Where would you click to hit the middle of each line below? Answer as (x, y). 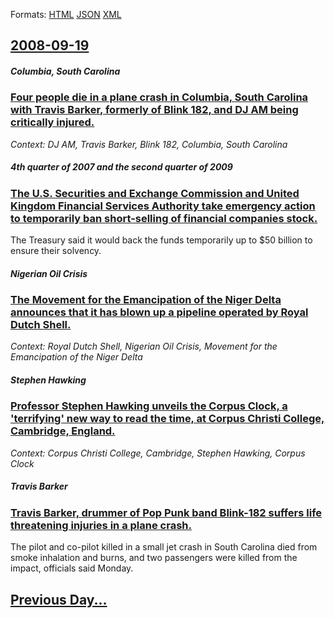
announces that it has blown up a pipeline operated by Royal (159, 312)
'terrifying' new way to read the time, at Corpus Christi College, (167, 419)
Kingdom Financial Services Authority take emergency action (163, 206)
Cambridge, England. (63, 431)
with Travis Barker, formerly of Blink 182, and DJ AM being (154, 110)
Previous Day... (59, 599)
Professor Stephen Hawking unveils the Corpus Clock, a (149, 406)
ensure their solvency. (56, 251)
